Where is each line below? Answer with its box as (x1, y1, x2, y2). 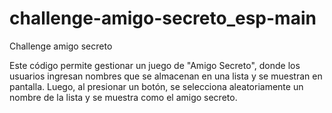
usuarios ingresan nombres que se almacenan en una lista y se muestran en (9, 70, 323, 82)
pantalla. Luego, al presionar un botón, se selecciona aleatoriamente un (9, 80, 304, 92)
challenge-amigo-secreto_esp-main (9, 7, 317, 30)
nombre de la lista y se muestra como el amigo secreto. (9, 91, 238, 103)
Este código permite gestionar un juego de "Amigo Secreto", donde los (9, 59, 301, 71)
